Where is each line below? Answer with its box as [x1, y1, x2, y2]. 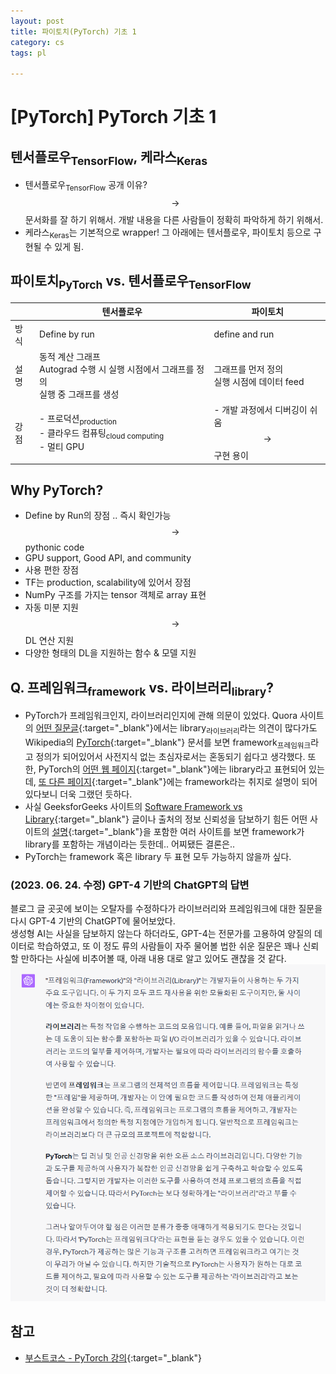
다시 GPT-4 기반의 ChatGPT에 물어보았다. [10, 915, 176, 927]
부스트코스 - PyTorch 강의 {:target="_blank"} [24, 1351, 202, 1364]
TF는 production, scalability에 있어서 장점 [24, 576, 192, 589]
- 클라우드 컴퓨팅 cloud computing [39, 426, 165, 441]
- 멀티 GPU [39, 441, 85, 453]
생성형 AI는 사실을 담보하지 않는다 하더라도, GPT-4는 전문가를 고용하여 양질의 [10, 928, 313, 940]
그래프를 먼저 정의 [213, 363, 284, 375]
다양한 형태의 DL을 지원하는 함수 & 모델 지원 [24, 647, 197, 659]
